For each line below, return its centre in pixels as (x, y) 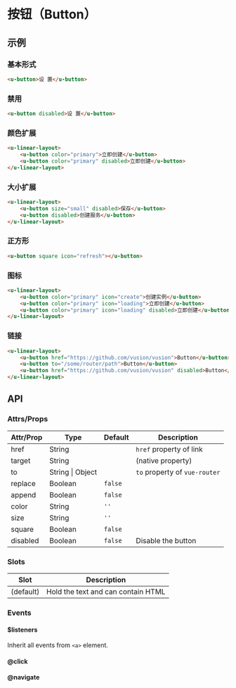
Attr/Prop (27, 437)
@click (18, 661)
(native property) (164, 460)
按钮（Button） (52, 14)
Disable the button (166, 540)
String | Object (73, 472)
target (21, 460)
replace (24, 483)
